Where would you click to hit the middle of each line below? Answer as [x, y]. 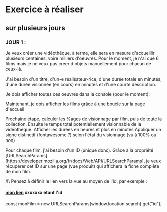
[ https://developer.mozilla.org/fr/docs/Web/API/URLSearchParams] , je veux [83, 161]
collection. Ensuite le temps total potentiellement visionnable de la [73, 124]
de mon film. [18, 171]
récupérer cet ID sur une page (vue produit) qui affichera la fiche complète [82, 166]
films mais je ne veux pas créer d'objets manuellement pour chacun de [78, 63]
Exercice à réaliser [44, 9]
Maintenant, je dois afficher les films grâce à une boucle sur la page [75, 104]
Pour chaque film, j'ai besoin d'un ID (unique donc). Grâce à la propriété [79, 150]
